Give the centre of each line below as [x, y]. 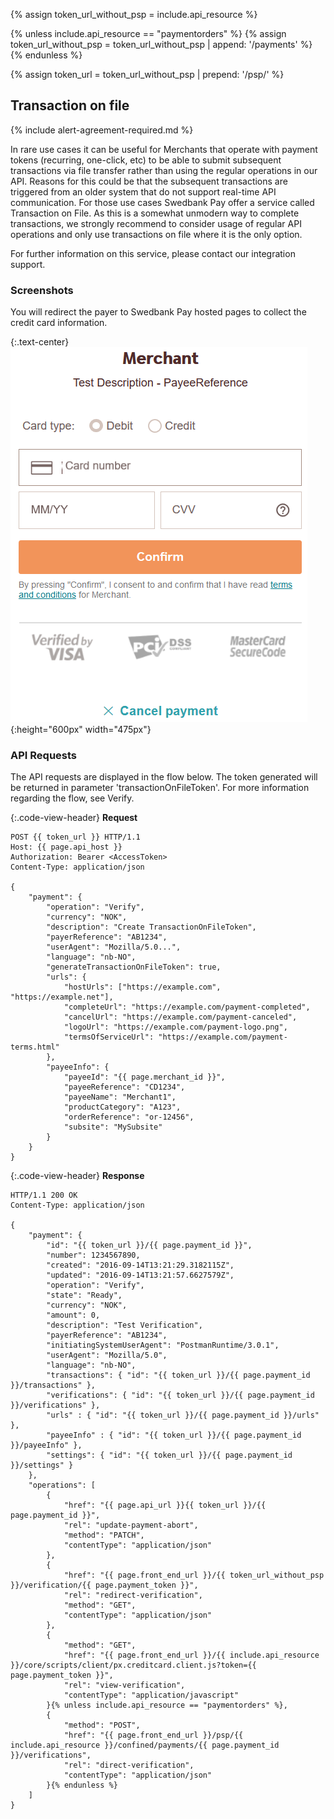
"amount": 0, [73, 1315]
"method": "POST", [102, 1725]
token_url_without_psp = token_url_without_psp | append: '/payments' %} [161, 44]
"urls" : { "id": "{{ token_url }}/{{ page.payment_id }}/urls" [183, 1415]
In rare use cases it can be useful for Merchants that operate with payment [164, 149]
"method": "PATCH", [104, 1535]
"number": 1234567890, [93, 1255]
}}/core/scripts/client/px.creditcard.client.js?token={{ [133, 1665]
